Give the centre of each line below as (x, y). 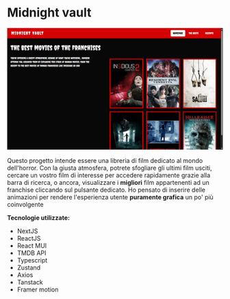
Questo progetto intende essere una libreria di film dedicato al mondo (105, 161)
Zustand (29, 268)
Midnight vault (49, 13)
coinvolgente (25, 205)
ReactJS (29, 239)
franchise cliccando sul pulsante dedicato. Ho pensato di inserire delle (106, 190)
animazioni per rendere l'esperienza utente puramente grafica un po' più (110, 197)
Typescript (32, 261)
